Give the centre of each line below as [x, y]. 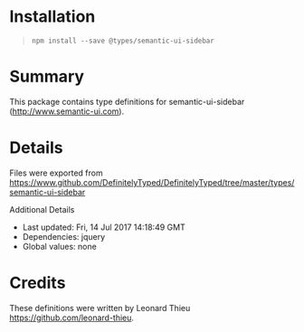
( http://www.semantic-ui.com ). [67, 111]
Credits [38, 283]
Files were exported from [56, 173]
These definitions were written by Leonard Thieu [100, 308]
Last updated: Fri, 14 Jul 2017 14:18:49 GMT [104, 227]
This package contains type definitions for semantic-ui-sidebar [127, 101]
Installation [52, 17]
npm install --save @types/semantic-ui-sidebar [123, 41]
